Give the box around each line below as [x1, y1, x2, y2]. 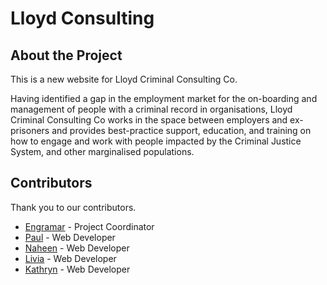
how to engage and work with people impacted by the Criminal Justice [10, 135, 302, 147]
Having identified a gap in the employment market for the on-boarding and [10, 93, 318, 104]
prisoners [10, 125, 50, 136]
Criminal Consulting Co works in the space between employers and [10, 114, 288, 126]
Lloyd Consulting [10, 7, 155, 30]
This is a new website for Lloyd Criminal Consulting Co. [10, 73, 238, 85]
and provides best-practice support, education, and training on [51, 125, 312, 136]
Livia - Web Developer [24, 252, 117, 264]
